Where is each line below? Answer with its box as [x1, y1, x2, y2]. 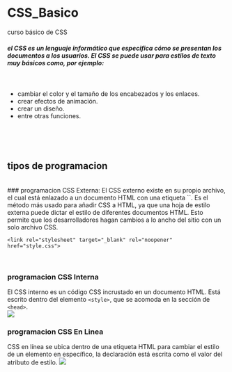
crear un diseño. [17, 104, 65, 113]
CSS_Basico [7, 5, 79, 21]
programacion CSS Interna [7, 272, 99, 282]
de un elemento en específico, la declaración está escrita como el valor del [7, 350, 223, 359]
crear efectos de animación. [17, 97, 98, 105]
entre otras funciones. [17, 111, 82, 120]
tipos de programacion [7, 160, 108, 172]
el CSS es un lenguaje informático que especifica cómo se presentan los [7, 44, 222, 52]
